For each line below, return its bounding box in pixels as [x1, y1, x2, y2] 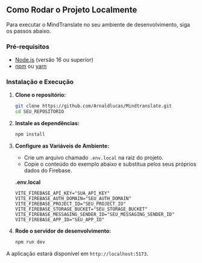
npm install [14, 131, 45, 138]
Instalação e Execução [6, 78, 74, 86]
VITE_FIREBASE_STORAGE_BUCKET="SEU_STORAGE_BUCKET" [14, 206, 148, 212]
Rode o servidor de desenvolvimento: [14, 227, 112, 235]
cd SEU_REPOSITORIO [14, 109, 65, 115]
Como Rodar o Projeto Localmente [6, 5, 137, 15]
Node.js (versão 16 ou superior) [14, 56, 93, 63]
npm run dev [14, 239, 45, 245]
